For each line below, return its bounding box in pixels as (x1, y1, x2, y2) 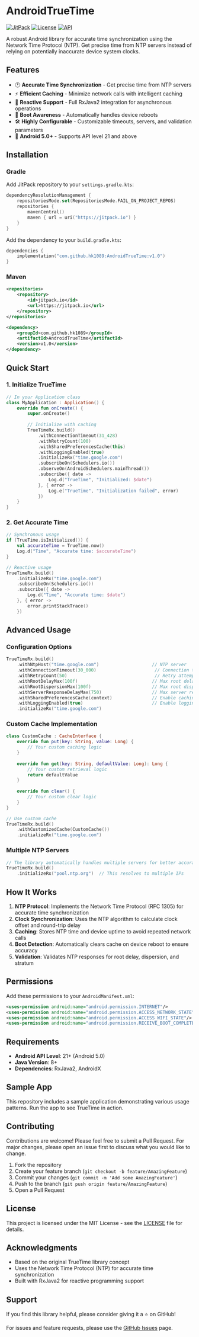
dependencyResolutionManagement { (6, 193, 92, 199)
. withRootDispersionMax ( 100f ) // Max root (17, 683, 182, 690)
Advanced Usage (6, 625, 71, 635)
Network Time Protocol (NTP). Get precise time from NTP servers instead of (6, 41, 192, 49)
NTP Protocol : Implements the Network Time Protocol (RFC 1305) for (14, 903, 184, 910)
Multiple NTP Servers (6, 846, 69, 855)
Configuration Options (6, 643, 72, 651)
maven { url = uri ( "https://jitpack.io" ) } (27, 215, 136, 220)
